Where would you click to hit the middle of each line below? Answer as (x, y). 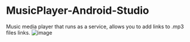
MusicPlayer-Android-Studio (77, 11)
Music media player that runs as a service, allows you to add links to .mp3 (95, 26)
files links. (18, 32)
